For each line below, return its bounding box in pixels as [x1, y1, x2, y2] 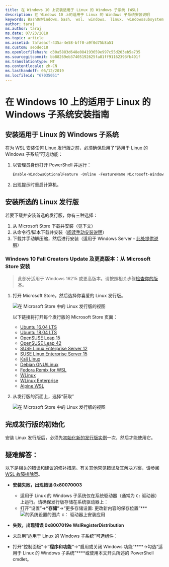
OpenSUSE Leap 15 [20, 335, 60, 341]
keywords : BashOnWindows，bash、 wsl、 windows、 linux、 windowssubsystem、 [5, 17, 167, 22]
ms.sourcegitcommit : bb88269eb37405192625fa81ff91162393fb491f [5, 54, 141, 59]
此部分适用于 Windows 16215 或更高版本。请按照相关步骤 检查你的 [17, 275, 154, 281]
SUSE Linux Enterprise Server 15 [20, 351, 88, 357]
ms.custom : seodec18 [5, 45, 49, 50]
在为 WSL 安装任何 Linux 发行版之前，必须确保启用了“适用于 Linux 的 [5, 145, 148, 151]
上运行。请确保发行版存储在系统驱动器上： [20, 499, 109, 505]
